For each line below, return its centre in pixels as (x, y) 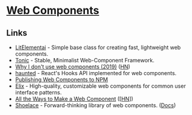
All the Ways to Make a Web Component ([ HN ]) (74, 99)
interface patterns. (38, 92)
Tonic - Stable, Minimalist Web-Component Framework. (85, 60)
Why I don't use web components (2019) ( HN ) (73, 67)
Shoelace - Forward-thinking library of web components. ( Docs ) (95, 105)
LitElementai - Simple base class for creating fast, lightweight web (98, 47)
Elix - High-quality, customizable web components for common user (101, 86)
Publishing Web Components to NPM (61, 80)
